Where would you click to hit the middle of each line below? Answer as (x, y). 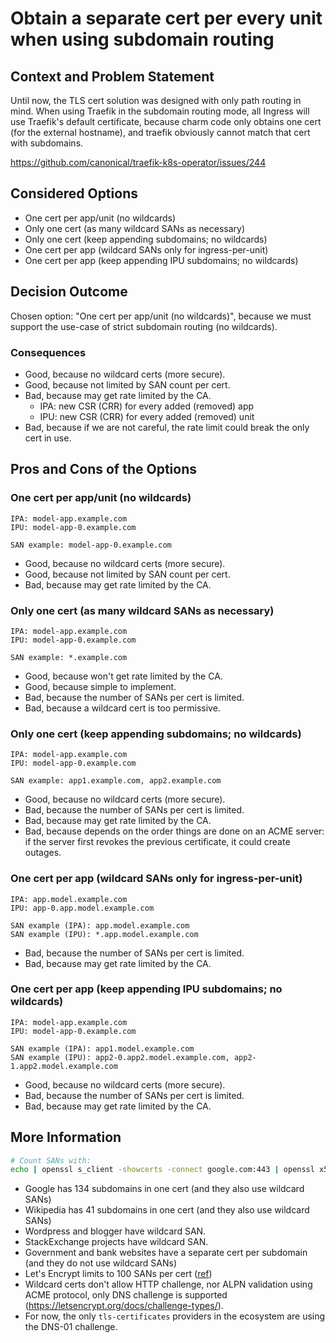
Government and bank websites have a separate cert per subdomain (166, 1253)
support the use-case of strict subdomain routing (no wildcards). (144, 326)
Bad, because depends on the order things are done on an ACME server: (174, 831)
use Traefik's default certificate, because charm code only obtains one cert (166, 121)
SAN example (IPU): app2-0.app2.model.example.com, (120, 1057)
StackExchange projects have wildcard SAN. (116, 1242)
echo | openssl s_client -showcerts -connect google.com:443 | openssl (162, 1170)
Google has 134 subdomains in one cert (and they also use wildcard (164, 1189)
